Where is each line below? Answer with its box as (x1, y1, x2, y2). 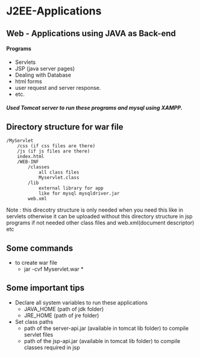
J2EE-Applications (6, 4, 102, 18)
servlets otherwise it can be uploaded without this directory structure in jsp (6, 213, 193, 220)
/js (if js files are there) (17, 148, 90, 154)
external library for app (38, 185, 104, 191)
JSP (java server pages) (14, 65, 75, 72)
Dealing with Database (14, 71, 71, 78)
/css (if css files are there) (17, 143, 96, 149)
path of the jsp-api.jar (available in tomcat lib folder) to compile (23, 337, 181, 344)
